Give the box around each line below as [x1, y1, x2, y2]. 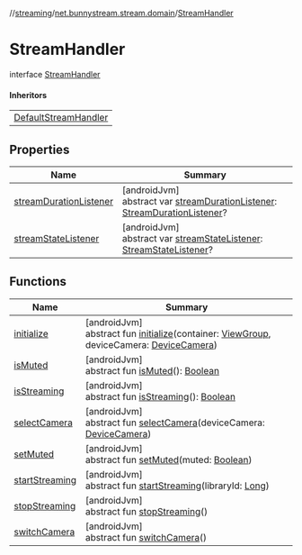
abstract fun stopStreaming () [84, 505, 209, 517]
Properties [9, 141, 70, 157]
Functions [9, 274, 67, 289]
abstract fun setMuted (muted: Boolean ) [84, 453, 253, 466]
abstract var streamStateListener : [121, 232, 263, 244]
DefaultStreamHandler [13, 112, 109, 124]
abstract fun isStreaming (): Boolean [84, 390, 236, 403]
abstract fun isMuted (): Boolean [84, 364, 220, 377]
